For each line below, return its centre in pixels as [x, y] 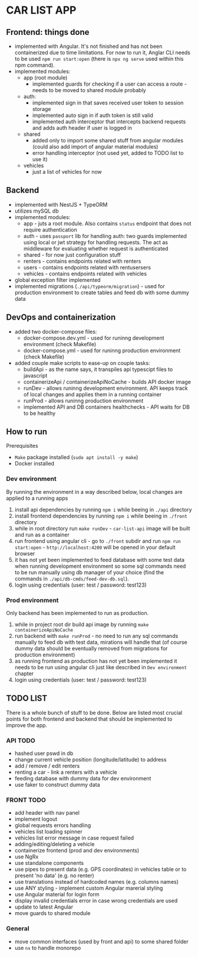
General [18, 929]
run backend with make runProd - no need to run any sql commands [96, 636]
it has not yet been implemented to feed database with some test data [99, 559]
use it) [40, 159]
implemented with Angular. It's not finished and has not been [88, 46]
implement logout [36, 819]
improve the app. [27, 725]
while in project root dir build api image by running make [82, 624]
